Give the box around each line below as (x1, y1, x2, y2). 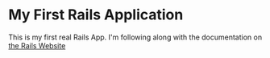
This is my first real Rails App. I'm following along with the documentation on (8, 32, 263, 42)
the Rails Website (8, 40, 66, 50)
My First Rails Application (8, 6, 184, 24)
